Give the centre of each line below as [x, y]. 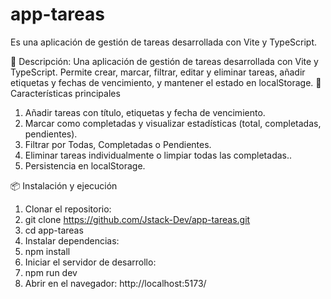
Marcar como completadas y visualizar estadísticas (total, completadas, [173, 123]
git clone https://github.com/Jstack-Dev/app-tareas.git [137, 219]
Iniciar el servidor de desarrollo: [90, 262]
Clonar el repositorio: [68, 209]
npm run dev [51, 272]
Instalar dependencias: [72, 240]
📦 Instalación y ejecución [64, 185]
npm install [47, 251]
